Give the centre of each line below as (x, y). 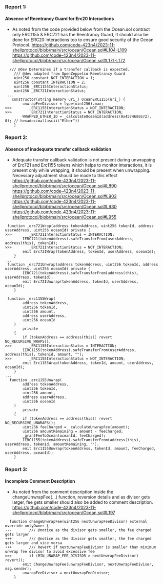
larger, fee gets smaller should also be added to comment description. (82, 502)
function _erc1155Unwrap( (36, 380)
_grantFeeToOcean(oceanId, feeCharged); (64, 436)
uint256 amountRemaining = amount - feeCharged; (73, 431)
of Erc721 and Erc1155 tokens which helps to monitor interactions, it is (82, 165)
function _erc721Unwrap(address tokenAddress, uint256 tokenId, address (83, 265)
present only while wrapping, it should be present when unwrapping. (81, 170)
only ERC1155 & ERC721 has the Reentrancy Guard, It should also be (80, 35)
